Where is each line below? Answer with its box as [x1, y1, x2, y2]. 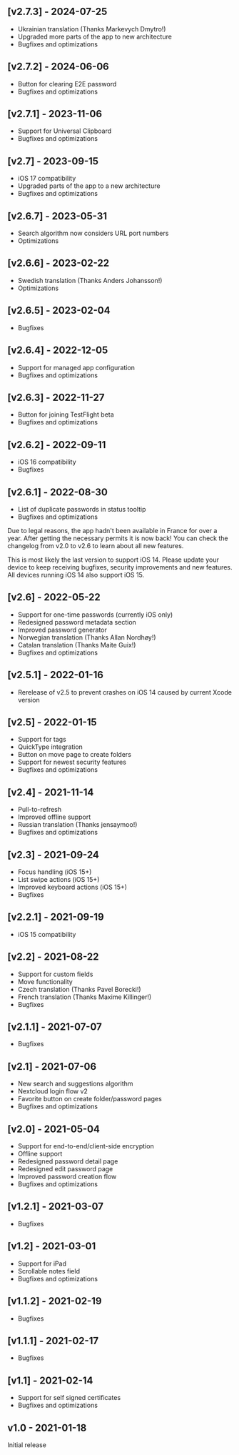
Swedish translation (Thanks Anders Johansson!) [17, 276, 163, 284]
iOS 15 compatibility [17, 930, 76, 938]
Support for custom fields [17, 970, 93, 978]
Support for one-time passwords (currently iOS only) [17, 610, 173, 619]
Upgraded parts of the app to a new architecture [17, 182, 161, 190]
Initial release [7, 1440, 46, 1449]
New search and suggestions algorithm [17, 1079, 133, 1088]
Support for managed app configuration [17, 363, 136, 372]
